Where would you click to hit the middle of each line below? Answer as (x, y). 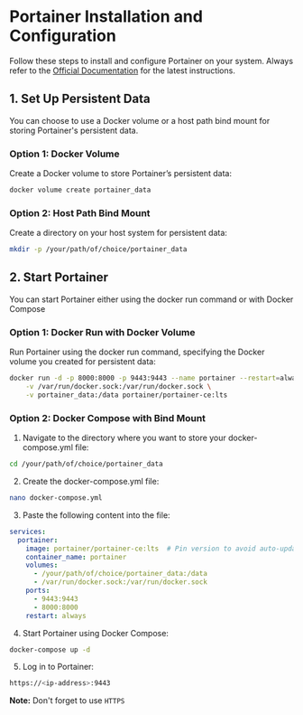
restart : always (56, 616)
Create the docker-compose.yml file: (91, 481)
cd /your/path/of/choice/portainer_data (87, 464)
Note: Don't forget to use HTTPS (67, 701)
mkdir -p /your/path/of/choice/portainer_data (98, 249)
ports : (38, 590)
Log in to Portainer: (58, 667)
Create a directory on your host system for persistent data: (119, 233)
